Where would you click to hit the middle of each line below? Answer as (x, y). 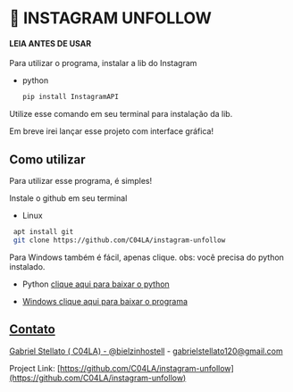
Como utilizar (48, 159)
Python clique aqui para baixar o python (96, 284)
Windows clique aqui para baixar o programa (105, 301)
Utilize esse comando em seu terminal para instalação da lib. (121, 114)
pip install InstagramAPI (70, 97)
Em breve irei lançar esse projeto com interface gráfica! (112, 131)
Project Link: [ (35, 368)
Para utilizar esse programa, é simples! (81, 181)
